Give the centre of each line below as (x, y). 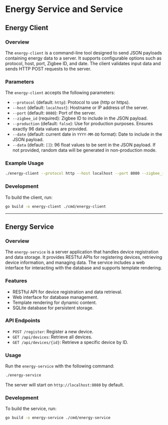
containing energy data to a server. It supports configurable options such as (83, 58)
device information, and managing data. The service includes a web (75, 263)
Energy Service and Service (64, 9)
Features (16, 281)
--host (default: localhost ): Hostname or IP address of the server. (80, 108)
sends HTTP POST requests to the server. (48, 69)
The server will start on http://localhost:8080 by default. (64, 384)
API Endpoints (23, 320)
